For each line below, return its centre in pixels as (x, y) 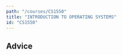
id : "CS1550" (22, 22)
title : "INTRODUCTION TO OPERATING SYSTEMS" (61, 17)
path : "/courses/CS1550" (36, 11)
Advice (19, 46)
